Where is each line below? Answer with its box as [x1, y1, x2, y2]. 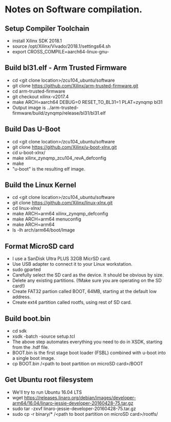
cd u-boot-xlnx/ [12, 149, 46, 155]
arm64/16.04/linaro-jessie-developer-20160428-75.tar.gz [12, 400, 134, 406]
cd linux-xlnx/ [12, 205, 41, 211]
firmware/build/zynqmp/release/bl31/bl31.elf [12, 109, 106, 116]
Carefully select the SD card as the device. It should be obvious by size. [12, 272, 164, 278]
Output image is [12, 104, 46, 111]
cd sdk [12, 328, 27, 334]
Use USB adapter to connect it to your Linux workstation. [12, 261, 133, 267]
